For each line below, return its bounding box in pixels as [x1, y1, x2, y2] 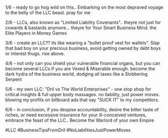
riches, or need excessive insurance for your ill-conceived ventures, [5, 112, 147, 118]
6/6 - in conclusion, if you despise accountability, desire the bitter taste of [5, 107, 159, 112]
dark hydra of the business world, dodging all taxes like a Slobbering [5, 71, 148, 77]
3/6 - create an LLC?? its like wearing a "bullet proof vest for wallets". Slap [5, 40, 160, 46]
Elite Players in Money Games [5, 30, 67, 36]
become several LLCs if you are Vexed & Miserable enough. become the [5, 65, 155, 72]
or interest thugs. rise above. [5, 50, 65, 56]
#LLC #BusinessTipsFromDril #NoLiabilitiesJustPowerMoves [5, 127, 131, 133]
